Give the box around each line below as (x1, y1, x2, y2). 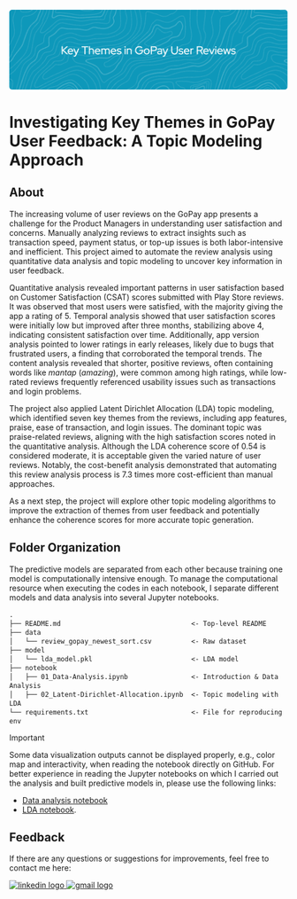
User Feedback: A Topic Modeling (9, 130, 263, 151)
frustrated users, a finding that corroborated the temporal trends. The (9, 348, 263, 359)
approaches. (9, 478, 56, 489)
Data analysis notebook (21, 794, 108, 805)
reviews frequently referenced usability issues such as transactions (30, 376, 277, 387)
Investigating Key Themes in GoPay (9, 112, 276, 132)
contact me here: (9, 863, 72, 873)
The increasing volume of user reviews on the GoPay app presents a (9, 208, 259, 219)
